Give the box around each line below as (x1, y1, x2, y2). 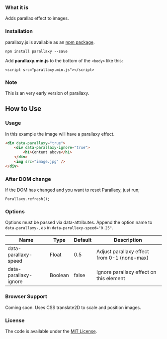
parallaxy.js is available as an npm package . (5, 39, 95, 45)
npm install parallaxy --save (5, 49, 68, 54)
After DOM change (5, 175, 51, 182)
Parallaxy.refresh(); (5, 197, 50, 202)
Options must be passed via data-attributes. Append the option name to (5, 219, 153, 226)
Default (74, 237, 92, 244)
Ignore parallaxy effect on (96, 269, 157, 276)
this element (96, 275, 125, 282)
